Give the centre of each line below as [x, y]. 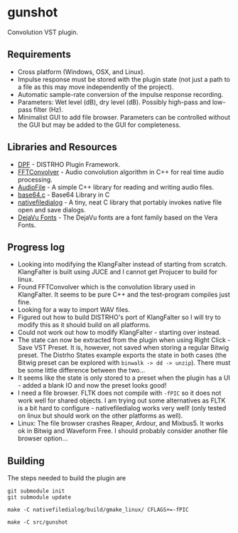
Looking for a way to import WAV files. [74, 310]
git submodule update [39, 497]
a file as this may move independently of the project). [96, 87]
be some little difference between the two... [81, 371]
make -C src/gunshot [38, 522]
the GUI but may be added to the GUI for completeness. [99, 125]
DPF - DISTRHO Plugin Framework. [69, 164]
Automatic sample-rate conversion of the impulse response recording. [120, 94]
